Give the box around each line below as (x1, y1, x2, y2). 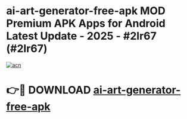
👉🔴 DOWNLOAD (6, 83, 91, 97)
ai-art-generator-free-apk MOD (6, 4, 166, 18)
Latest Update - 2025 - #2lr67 (6, 30, 157, 43)
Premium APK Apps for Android (6, 17, 166, 30)
